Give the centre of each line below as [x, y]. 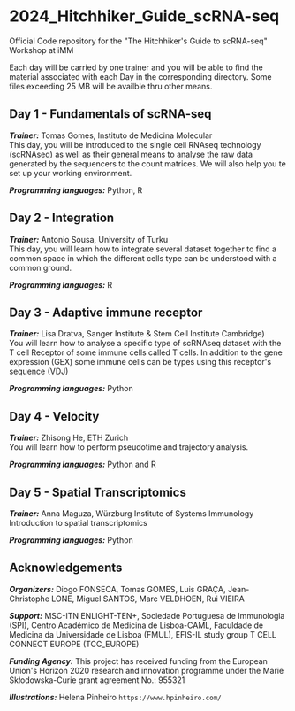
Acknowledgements [66, 568]
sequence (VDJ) [39, 371]
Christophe [30, 599]
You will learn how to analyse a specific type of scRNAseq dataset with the [145, 344]
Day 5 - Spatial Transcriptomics [98, 492]
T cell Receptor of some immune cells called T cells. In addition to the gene [146, 352]
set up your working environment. [71, 173]
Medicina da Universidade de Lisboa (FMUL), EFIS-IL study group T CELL [143, 634]
